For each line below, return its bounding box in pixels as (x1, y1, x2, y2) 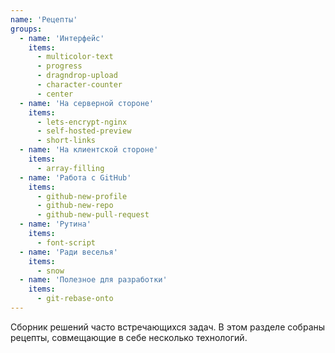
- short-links (36, 136, 97, 146)
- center (36, 89, 74, 99)
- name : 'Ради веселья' (19, 247, 118, 257)
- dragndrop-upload (36, 71, 118, 81)
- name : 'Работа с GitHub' (19, 172, 132, 183)
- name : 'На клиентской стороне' (19, 145, 159, 155)
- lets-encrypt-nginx (36, 117, 128, 127)
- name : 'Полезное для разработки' (19, 275, 168, 285)
